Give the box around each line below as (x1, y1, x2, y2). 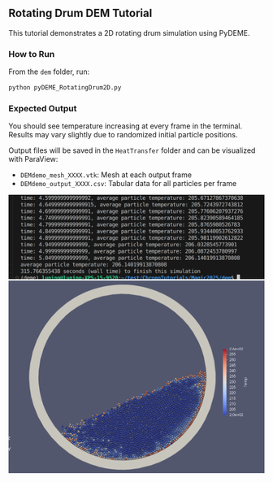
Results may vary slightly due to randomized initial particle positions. (8, 130, 238, 140)
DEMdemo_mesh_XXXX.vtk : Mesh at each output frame (19, 170, 193, 180)
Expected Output (8, 102, 77, 114)
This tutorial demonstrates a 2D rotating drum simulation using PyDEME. (8, 28, 250, 37)
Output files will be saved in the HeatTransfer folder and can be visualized (8, 145, 256, 155)
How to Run (8, 48, 55, 59)
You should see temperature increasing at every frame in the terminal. (8, 121, 242, 131)
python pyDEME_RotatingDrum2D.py (8, 84, 122, 92)
